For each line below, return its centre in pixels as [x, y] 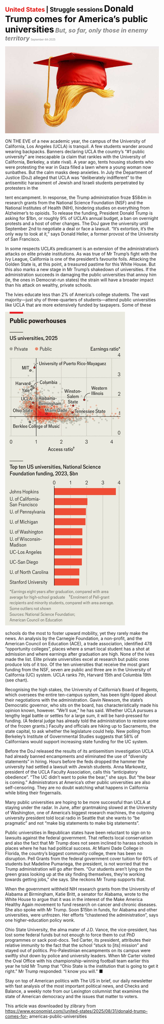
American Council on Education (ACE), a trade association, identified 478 [79, 643]
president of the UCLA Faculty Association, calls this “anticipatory [71, 772]
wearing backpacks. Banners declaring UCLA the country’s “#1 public [75, 151]
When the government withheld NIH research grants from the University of [80, 889]
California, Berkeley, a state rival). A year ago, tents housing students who [79, 162]
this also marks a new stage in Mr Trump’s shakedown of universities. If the [81, 269]
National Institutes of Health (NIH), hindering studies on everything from [77, 208]
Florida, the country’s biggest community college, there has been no [74, 853]
